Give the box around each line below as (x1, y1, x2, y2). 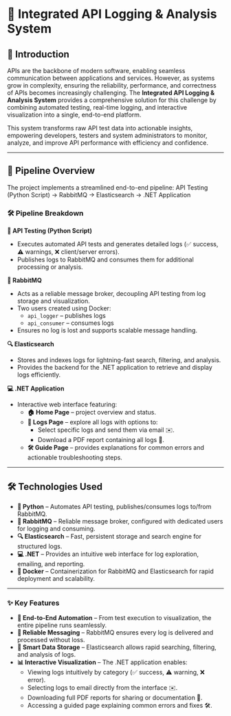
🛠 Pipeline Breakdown (7, 208, 84, 218)
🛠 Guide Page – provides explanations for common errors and (27, 444, 204, 452)
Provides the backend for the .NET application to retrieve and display (16, 364, 213, 372)
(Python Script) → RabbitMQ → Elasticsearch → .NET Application (7, 190, 191, 199)
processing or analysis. (16, 263, 84, 271)
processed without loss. (16, 636, 85, 644)
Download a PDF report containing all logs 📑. (37, 436, 165, 444)
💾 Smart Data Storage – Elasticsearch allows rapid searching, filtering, (16, 643, 217, 651)
